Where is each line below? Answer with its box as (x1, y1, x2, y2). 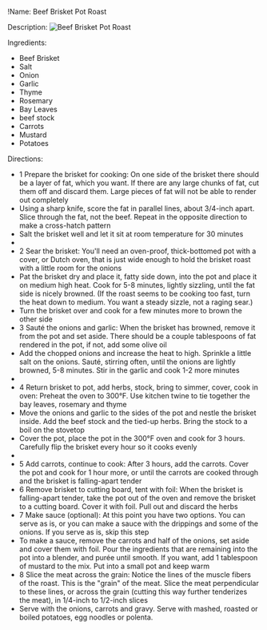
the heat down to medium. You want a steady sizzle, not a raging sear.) (18, 297, 253, 307)
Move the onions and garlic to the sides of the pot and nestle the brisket (18, 408, 257, 418)
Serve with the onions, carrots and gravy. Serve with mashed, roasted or (18, 604, 258, 613)
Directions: (7, 154, 43, 164)
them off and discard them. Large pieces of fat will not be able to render (18, 187, 257, 196)
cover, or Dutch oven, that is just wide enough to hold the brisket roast (18, 255, 251, 264)
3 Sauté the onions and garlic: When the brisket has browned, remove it (18, 323, 256, 332)
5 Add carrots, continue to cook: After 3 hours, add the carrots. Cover (18, 459, 249, 468)
